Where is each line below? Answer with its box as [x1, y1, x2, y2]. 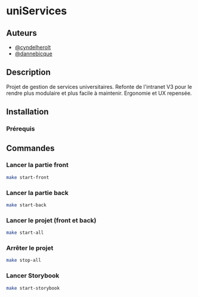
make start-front [6, 174, 49, 180]
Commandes [6, 143, 55, 153]
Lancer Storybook [6, 271, 60, 280]
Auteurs [6, 28, 38, 38]
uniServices [6, 4, 67, 18]
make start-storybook [6, 285, 60, 291]
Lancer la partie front [6, 161, 69, 169]
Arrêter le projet [6, 243, 54, 252]
